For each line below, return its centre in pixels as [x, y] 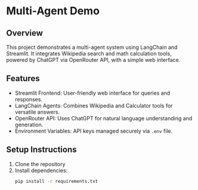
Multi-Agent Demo [53, 11]
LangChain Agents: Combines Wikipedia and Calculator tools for [94, 105]
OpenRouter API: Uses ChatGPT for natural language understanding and [103, 118]
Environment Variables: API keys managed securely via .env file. [94, 131]
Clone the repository [40, 164]
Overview [25, 33]
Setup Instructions [41, 150]
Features [23, 79]
